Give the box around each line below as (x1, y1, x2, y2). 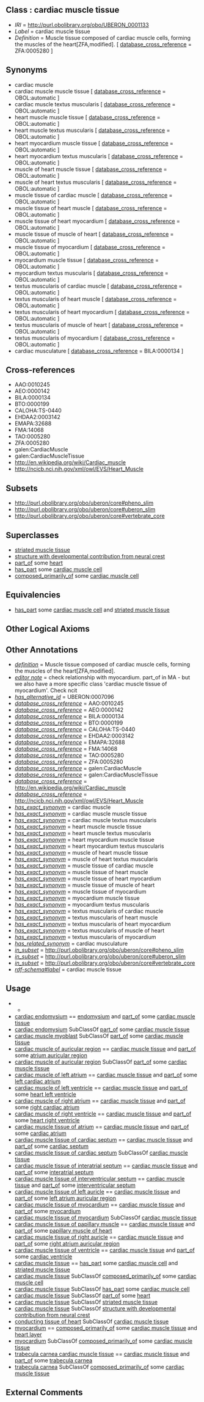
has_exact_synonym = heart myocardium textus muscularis (14, 842, 164, 850)
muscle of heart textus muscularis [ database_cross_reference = (14, 178, 177, 186)
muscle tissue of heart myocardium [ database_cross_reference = (14, 217, 181, 225)
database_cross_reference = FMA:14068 (14, 745, 118, 753)
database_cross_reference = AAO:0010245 (14, 699, 124, 707)
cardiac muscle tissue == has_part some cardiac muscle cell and (14, 1259, 178, 1266)
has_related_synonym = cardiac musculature (14, 940, 128, 947)
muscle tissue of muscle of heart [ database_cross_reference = (14, 230, 174, 238)
